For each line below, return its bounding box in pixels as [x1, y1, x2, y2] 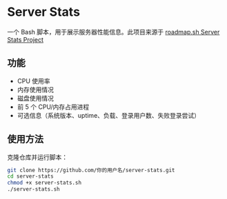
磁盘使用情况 [17, 94, 54, 102]
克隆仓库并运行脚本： [7, 153, 68, 161]
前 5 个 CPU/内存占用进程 [17, 103, 90, 111]
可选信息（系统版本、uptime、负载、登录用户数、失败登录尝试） [17, 111, 201, 119]
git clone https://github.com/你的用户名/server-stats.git [7, 167, 175, 174]
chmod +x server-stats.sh [7, 180, 81, 187]
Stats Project [7, 35, 43, 43]
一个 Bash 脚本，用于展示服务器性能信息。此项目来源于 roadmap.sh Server [7, 28, 220, 36]
